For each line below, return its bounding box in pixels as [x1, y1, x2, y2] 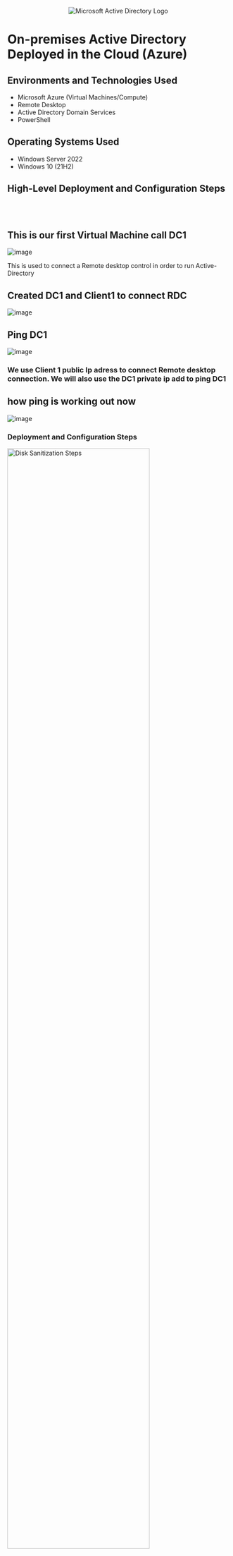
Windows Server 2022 [17, 154, 83, 163]
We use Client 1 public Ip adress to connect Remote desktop [7, 365, 216, 375]
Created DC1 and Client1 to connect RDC [7, 289, 187, 301]
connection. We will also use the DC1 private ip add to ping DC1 [7, 374, 227, 384]
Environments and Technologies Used [7, 74, 178, 86]
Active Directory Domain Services [17, 108, 116, 116]
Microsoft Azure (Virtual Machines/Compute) [17, 93, 149, 102]
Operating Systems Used [7, 136, 120, 148]
